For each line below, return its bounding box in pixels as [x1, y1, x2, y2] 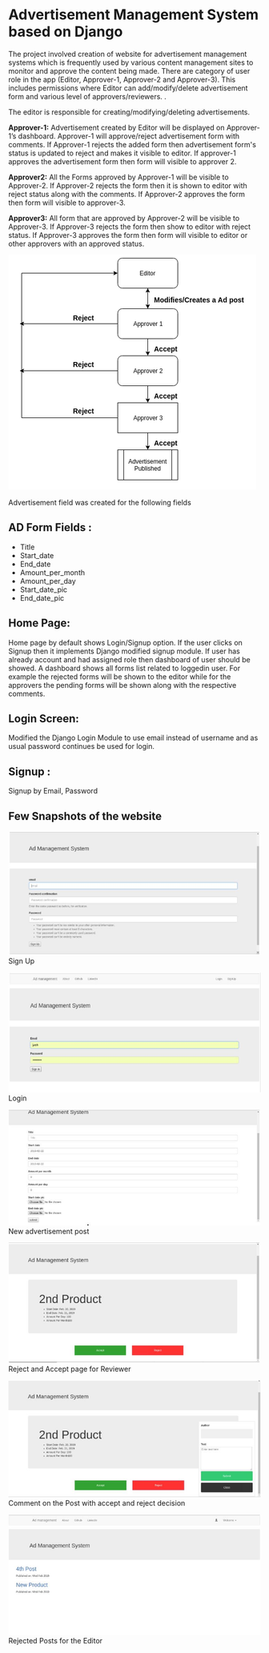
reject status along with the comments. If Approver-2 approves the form [8, 189, 246, 199]
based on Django [8, 22, 123, 41]
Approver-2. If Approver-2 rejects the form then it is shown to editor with [8, 180, 247, 190]
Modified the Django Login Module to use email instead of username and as [8, 733, 259, 742]
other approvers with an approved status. [8, 239, 145, 248]
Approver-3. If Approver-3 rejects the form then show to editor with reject [8, 222, 251, 231]
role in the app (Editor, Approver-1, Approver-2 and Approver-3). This [8, 74, 236, 84]
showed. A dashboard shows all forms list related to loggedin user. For [8, 663, 241, 673]
